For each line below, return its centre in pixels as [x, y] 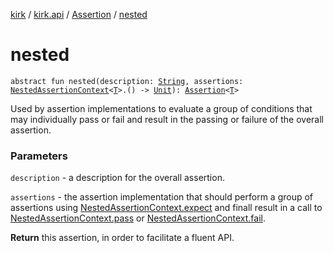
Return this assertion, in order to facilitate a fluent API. [122, 238]
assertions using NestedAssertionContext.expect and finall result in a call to [166, 208]
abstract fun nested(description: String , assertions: [127, 81]
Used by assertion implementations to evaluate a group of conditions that [161, 108]
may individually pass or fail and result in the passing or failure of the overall [167, 119]
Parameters [39, 156]
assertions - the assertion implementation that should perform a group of [162, 197]
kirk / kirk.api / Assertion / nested [79, 14]
